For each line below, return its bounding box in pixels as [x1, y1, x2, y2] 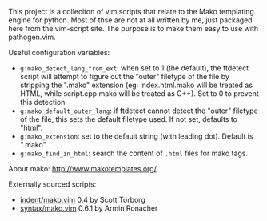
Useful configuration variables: [8, 48, 110, 57]
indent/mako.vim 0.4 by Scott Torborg [19, 195, 145, 204]
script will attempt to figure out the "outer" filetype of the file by [19, 72, 230, 81]
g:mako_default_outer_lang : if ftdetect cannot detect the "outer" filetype [19, 106, 258, 115]
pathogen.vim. [8, 32, 56, 42]
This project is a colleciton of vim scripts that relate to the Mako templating [8, 7, 254, 16]
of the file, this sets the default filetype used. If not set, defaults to [19, 115, 238, 123]
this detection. [19, 98, 68, 106]
